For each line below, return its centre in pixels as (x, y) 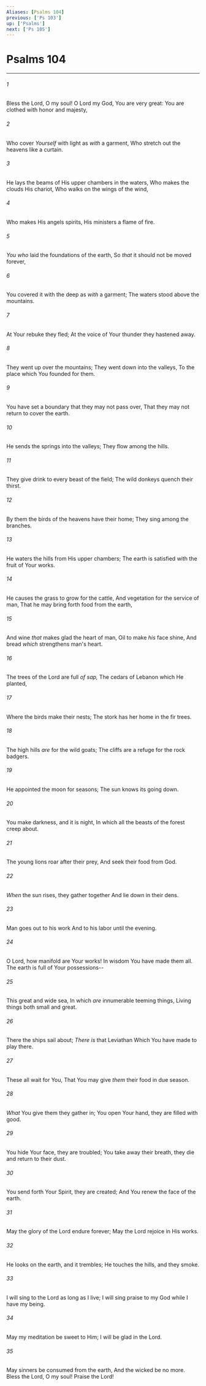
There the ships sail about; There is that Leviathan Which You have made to (102, 1040)
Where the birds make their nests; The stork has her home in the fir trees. (99, 717)
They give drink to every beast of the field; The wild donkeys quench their (100, 480)
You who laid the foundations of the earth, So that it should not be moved (99, 255)
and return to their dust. (36, 1159)
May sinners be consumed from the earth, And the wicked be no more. (96, 1370)
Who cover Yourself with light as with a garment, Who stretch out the (93, 143)
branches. (19, 526)
